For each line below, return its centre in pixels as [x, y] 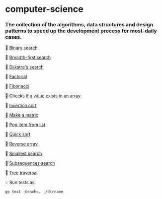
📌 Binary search [21, 48]
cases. [13, 37]
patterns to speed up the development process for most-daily [81, 31]
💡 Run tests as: [21, 183]
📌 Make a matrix [22, 115]
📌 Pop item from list [25, 125]
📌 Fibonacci [17, 86]
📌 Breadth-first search [28, 58]
